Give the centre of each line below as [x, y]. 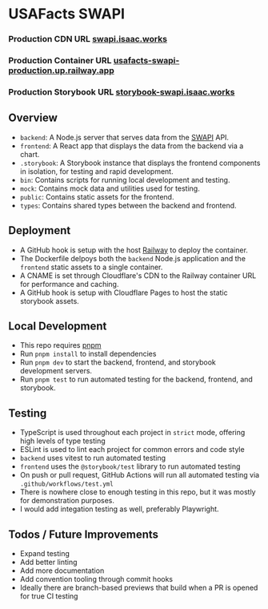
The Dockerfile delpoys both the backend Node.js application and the [133, 258]
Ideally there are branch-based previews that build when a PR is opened [139, 588]
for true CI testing [49, 596]
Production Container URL [60, 61]
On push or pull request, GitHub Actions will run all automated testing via [140, 475]
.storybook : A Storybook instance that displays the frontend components [140, 163]
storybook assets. [50, 300]
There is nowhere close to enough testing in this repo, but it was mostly [138, 492]
